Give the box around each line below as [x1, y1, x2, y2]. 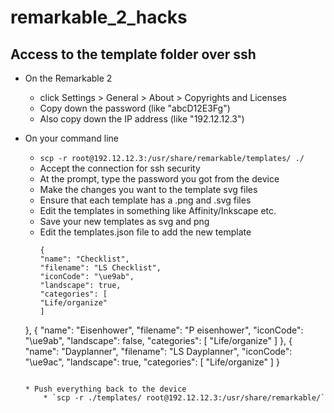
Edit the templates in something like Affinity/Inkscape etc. [39, 205, 277, 216]
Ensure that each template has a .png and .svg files [39, 194, 252, 206]
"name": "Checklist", [39, 254, 130, 264]
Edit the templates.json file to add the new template [39, 226, 252, 238]
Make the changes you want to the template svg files [39, 184, 258, 195]
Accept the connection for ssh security [39, 162, 201, 174]
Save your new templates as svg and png [39, 216, 210, 227]
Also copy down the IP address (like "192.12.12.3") [39, 113, 245, 125]
